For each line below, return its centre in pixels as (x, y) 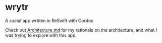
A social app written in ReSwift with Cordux (49, 21)
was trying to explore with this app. (41, 35)
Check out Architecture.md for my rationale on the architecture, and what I (81, 30)
